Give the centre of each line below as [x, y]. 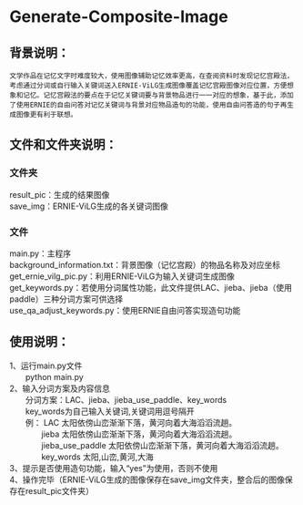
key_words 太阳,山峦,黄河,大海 [97, 457]
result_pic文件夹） [59, 490]
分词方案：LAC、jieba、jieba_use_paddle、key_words [126, 399]
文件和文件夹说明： [63, 144]
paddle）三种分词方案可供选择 [66, 299]
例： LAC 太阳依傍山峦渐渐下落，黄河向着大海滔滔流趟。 [131, 422]
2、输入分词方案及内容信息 [60, 388]
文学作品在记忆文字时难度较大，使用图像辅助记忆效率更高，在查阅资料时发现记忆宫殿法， [151, 76]
